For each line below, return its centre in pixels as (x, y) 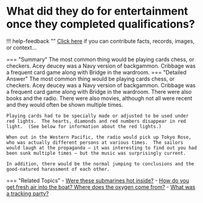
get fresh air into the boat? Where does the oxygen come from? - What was (101, 187)
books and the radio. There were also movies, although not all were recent (99, 98)
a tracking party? (28, 193)
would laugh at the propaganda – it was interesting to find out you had (102, 148)
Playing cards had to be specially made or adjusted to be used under (98, 116)
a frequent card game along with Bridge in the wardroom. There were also (99, 91)
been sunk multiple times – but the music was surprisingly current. (96, 153)
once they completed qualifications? (101, 24)
